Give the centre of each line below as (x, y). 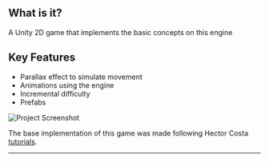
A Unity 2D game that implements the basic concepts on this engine (120, 32)
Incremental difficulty (55, 93)
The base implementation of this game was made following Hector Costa (128, 133)
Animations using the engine (67, 85)
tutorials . (23, 141)
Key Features (42, 58)
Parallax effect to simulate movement (81, 77)
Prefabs (33, 102)
